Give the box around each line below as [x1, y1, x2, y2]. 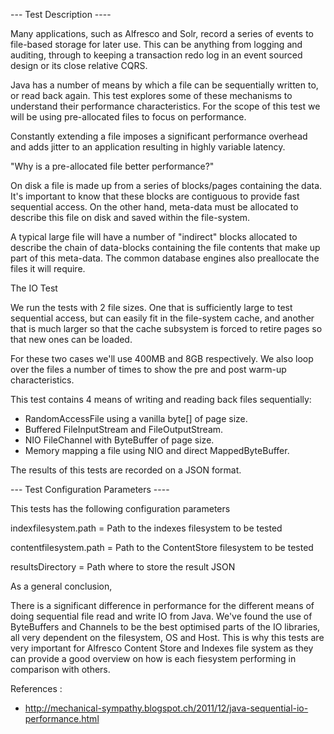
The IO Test [10, 282, 58, 294]
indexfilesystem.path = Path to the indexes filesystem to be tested [10, 522, 283, 534]
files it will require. [10, 263, 86, 274]
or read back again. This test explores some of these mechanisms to [10, 90, 293, 101]
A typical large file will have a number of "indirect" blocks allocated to [10, 231, 298, 243]
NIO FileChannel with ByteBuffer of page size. [24, 434, 215, 446]
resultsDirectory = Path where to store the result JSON [10, 561, 236, 573]
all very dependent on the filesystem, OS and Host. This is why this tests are [10, 632, 325, 643]
